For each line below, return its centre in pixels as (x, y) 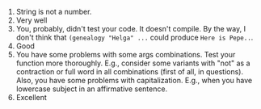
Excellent (31, 97)
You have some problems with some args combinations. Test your (126, 55)
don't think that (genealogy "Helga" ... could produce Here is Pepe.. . (135, 37)
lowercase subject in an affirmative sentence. (92, 89)
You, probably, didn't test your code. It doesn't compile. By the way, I (131, 29)
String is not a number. (54, 12)
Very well (32, 20)
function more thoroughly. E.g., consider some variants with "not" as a (133, 63)
